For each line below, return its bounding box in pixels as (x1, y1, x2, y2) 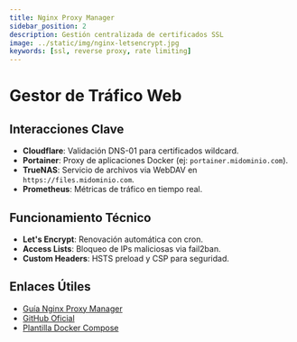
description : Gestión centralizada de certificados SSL (9, 30, 224, 39)
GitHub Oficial (22, 312, 75, 323)
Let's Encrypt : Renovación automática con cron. (22, 234, 204, 245)
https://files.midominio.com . (22, 174, 135, 185)
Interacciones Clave (9, 121, 125, 136)
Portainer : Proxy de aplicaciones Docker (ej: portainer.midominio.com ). (22, 155, 289, 166)
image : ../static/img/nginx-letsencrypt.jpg (9, 38, 180, 48)
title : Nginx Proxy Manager (9, 13, 116, 23)
